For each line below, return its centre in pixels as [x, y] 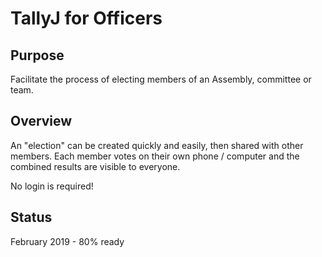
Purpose [37, 55]
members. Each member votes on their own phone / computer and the [155, 156]
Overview [41, 121]
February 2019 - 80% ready [67, 241]
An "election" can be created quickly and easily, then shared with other [157, 145]
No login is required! [52, 186]
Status [31, 217]
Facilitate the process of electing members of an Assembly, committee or [161, 79]
